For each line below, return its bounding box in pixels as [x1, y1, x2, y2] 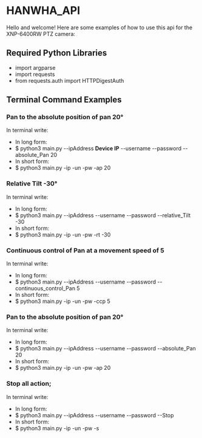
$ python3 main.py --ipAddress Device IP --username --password [15, 145, 182, 152]
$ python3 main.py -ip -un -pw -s [15, 424, 99, 432]
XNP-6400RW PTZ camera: [6, 30, 76, 37]
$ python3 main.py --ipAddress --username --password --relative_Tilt [15, 211, 191, 219]
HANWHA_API [6, 4, 81, 18]
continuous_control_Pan [15, 285, 76, 292]
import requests [15, 71, 55, 78]
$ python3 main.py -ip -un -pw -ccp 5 [15, 297, 110, 305]
